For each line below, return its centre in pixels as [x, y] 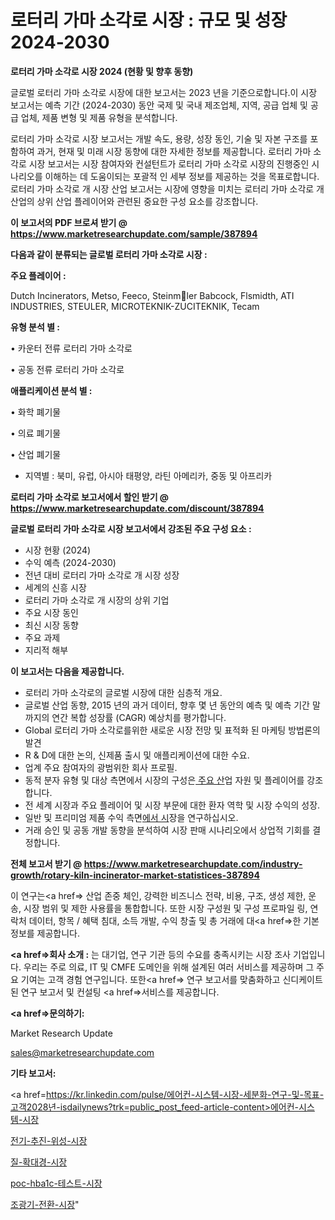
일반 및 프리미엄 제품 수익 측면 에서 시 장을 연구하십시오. [131, 817]
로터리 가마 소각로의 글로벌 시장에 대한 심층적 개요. [123, 692]
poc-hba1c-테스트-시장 [56, 1183]
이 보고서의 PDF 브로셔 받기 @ [69, 222]
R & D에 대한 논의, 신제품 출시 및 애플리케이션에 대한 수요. [137, 755]
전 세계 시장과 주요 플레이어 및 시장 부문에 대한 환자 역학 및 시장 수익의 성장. [172, 805]
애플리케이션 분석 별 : [51, 390]
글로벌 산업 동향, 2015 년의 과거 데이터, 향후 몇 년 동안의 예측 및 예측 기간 [167, 705]
